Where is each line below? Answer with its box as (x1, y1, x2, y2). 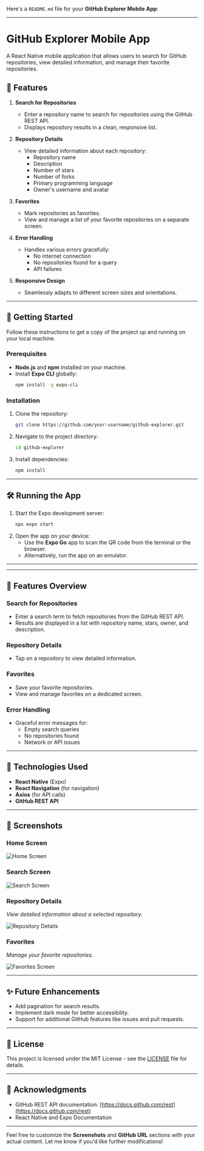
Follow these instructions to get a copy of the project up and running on (6, 328, 186, 335)
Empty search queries (24, 726, 80, 733)
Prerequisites (6, 349, 47, 358)
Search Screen (6, 868, 51, 876)
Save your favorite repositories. (15, 684, 94, 691)
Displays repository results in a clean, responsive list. (24, 123, 157, 131)
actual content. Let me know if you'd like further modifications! (6, 1138, 163, 1145)
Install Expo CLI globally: (15, 370, 77, 377)
